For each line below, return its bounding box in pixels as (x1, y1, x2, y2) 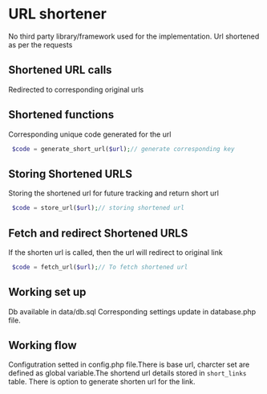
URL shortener (8, 5, 107, 23)
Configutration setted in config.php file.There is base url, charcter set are (8, 359, 250, 370)
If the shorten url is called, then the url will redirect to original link (8, 247, 223, 257)
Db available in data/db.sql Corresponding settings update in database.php (8, 306, 257, 316)
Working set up (8, 285, 87, 299)
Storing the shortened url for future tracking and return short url (8, 188, 219, 198)
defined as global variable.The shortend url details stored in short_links (8, 368, 247, 378)
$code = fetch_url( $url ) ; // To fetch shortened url (11, 263, 188, 271)
